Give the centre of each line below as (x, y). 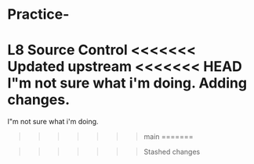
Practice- (38, 14)
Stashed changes (172, 152)
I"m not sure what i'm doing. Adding (127, 83)
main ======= (169, 137)
